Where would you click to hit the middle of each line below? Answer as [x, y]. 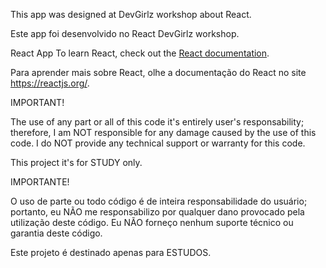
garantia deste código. [56, 233]
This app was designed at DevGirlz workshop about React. [131, 14]
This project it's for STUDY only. [76, 162]
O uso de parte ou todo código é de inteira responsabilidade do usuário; [159, 201]
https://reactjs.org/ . [50, 83]
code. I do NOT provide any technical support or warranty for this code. [158, 143]
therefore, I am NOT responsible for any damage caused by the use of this [163, 132]
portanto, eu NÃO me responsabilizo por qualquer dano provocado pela [157, 212]
